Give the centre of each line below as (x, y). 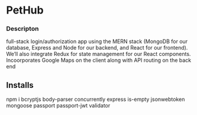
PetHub (25, 10)
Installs (20, 85)
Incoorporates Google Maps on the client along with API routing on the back (99, 60)
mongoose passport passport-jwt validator (58, 106)
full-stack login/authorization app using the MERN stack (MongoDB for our (97, 41)
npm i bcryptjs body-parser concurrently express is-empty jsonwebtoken (96, 99)
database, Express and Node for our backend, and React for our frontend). (97, 48)
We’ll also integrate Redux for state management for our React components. (98, 54)
